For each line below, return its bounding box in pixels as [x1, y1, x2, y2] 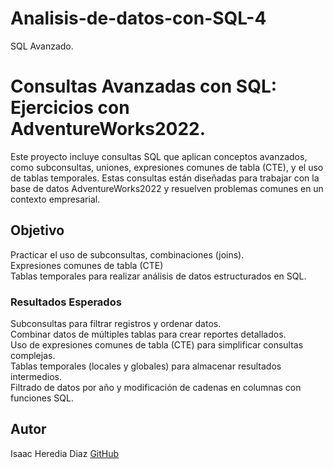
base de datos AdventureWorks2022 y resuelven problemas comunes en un [10, 182, 324, 194]
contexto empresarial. [10, 193, 101, 205]
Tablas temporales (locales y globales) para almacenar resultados [10, 360, 282, 372]
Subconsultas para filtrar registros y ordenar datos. [10, 317, 222, 329]
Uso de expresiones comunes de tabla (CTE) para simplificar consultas [10, 338, 304, 351]
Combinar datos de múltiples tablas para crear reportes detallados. [10, 328, 287, 340]
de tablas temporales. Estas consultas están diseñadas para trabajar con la [10, 172, 320, 184]
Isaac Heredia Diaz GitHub [10, 447, 120, 459]
